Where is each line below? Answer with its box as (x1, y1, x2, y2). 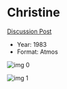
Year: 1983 (16, 40, 47, 48)
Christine (7, 5, 60, 20)
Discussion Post (7, 27, 52, 35)
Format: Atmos (16, 48, 59, 56)
